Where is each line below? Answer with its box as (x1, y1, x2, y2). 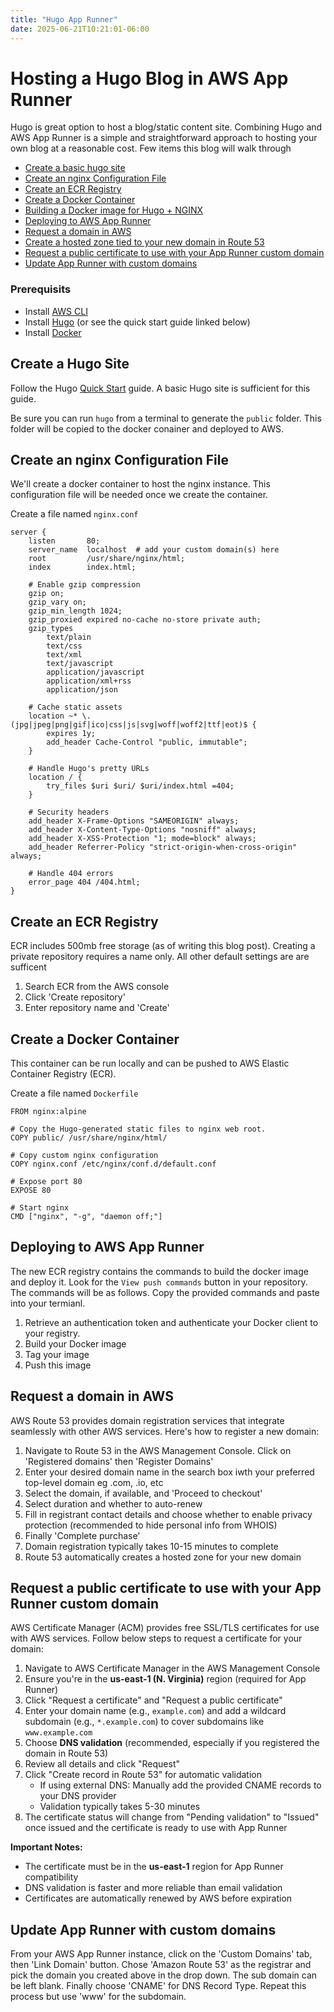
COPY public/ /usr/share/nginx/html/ (10, 1132, 168, 1143)
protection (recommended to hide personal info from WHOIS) (24, 1519, 278, 1531)
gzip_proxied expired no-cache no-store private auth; (28, 615, 262, 625)
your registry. (24, 1327, 81, 1339)
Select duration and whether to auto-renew (24, 1497, 203, 1510)
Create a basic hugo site (24, 162, 126, 174)
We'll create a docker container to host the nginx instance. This (10, 478, 271, 490)
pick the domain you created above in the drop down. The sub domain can (10, 1969, 318, 1981)
